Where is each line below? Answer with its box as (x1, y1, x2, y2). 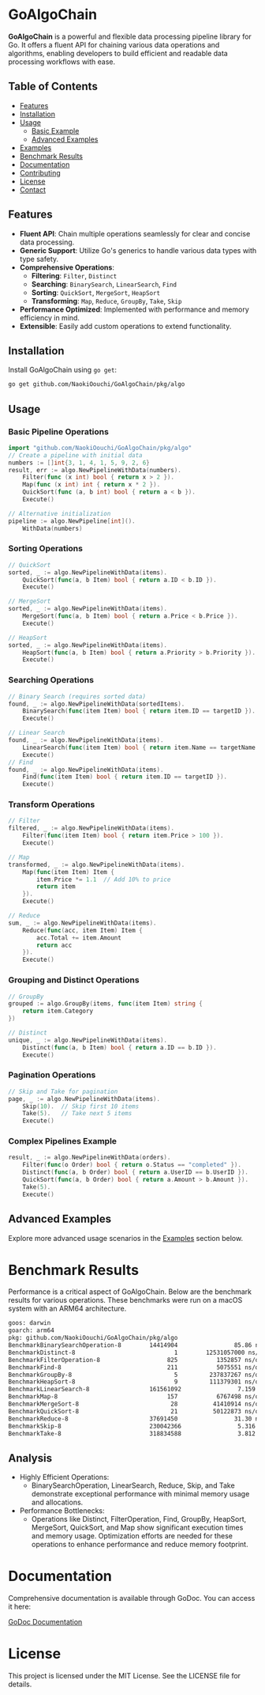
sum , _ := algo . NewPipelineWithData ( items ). (8, 919, 157, 927)
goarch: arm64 (8, 1326, 55, 1334)
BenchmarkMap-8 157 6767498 (8, 1393, 242, 1401)
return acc (36, 941, 73, 949)
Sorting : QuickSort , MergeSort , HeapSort (31, 287, 160, 297)
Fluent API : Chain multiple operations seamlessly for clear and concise (19, 229, 251, 238)
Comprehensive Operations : (19, 263, 114, 272)
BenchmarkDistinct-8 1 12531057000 (8, 1349, 245, 1356)
